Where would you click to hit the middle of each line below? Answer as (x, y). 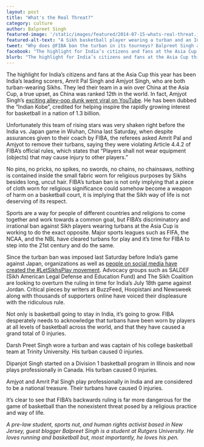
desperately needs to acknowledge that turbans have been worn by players (101, 320)
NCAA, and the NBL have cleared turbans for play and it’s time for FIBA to (98, 239)
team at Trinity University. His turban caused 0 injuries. (75, 351)
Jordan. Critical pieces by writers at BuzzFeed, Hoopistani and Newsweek (99, 289)
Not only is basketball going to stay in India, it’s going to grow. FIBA (90, 314)
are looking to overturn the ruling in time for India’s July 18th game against (99, 282)
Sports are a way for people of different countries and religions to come (96, 213)
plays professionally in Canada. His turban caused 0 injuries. (82, 370)
